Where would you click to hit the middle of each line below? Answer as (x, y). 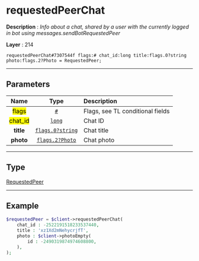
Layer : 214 (20, 44)
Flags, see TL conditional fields (126, 111)
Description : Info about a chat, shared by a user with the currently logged (98, 27)
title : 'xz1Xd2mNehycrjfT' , (53, 231)
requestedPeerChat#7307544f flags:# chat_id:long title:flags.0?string (96, 55)
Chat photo (99, 140)
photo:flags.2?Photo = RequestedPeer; (54, 61)
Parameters (28, 85)
